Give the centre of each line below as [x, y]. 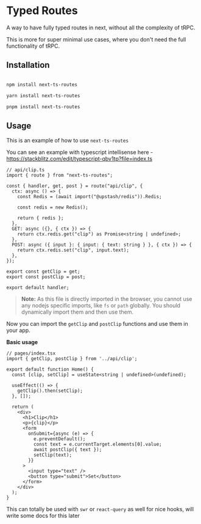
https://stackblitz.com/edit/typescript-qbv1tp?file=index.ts [79, 159]
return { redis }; [41, 218]
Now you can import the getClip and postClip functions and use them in [97, 324]
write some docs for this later [43, 516]
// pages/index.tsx [31, 353]
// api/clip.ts [26, 170]
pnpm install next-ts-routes [43, 107]
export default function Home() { [50, 370]
